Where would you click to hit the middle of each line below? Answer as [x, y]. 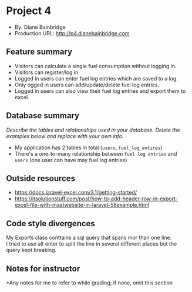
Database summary [43, 116]
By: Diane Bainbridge [40, 27]
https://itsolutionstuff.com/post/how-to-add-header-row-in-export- [96, 199]
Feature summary [39, 52]
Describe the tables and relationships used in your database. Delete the [93, 130]
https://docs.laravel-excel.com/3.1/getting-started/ [76, 193]
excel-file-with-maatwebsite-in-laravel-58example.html [82, 205]
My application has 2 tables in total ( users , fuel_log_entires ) [88, 147]
